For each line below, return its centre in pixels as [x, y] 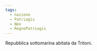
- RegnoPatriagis [28, 29]
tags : [11, 10]
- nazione [20, 15]
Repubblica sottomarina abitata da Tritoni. [49, 43]
